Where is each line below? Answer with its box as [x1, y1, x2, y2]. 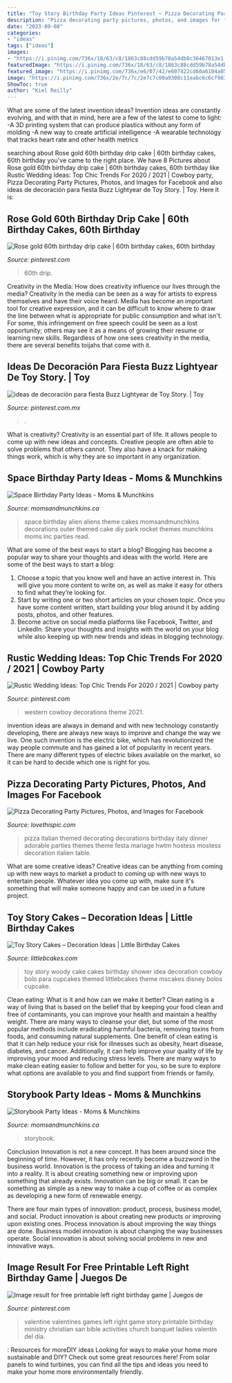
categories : [7, 29, 41, 37]
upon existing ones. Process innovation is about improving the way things [7, 1219, 217, 1228]
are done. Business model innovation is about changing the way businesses [7, 1227, 223, 1235]
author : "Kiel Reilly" [7, 87, 72, 94]
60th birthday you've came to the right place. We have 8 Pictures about [7, 156, 211, 164]
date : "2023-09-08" [7, 23, 64, 30]
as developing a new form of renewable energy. [7, 1191, 143, 1199]
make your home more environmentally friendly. [7, 1367, 144, 1375]
